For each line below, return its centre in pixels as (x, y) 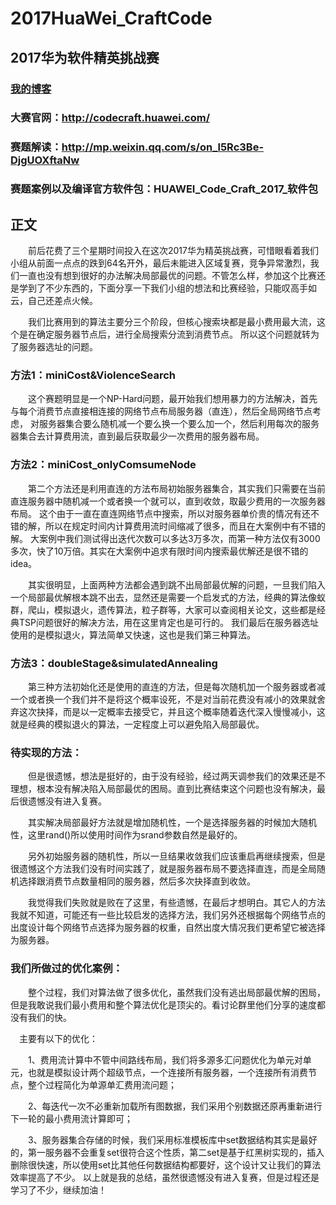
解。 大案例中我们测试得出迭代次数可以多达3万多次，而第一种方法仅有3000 (165, 538)
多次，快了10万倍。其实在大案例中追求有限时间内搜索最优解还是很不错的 (159, 551)
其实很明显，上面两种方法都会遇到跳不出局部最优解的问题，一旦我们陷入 (176, 584)
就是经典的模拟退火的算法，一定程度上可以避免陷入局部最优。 (137, 724)
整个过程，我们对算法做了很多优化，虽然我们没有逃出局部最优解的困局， (176, 992)
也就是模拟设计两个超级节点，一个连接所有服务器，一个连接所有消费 (167, 1072)
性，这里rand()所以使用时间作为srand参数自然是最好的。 (126, 835)
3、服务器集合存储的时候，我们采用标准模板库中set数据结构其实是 (163, 1139)
